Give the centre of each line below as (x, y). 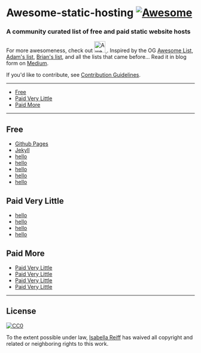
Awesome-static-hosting (70, 13)
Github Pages (32, 144)
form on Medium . (28, 64)
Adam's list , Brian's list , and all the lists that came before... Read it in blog (96, 57)
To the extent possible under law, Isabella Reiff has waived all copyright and (100, 337)
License (21, 311)
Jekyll (22, 150)
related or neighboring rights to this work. (57, 343)
